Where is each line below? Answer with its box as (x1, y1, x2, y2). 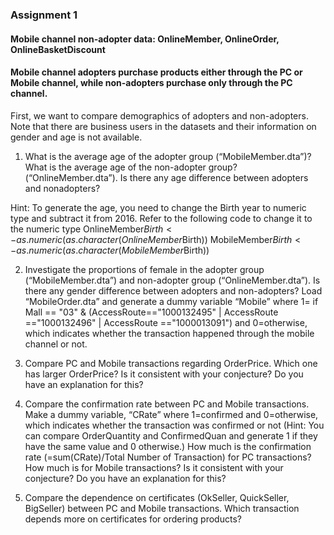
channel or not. (24, 338, 88, 350)
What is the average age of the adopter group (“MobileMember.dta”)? (24, 150, 312, 162)
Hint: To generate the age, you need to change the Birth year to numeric (10, 201, 307, 213)
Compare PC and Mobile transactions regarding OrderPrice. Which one (24, 357, 318, 369)
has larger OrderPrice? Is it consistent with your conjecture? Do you (24, 368, 304, 380)
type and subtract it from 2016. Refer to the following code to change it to (10, 212, 313, 224)
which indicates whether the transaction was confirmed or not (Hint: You (24, 419, 325, 431)
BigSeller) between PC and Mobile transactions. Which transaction (24, 502, 300, 514)
